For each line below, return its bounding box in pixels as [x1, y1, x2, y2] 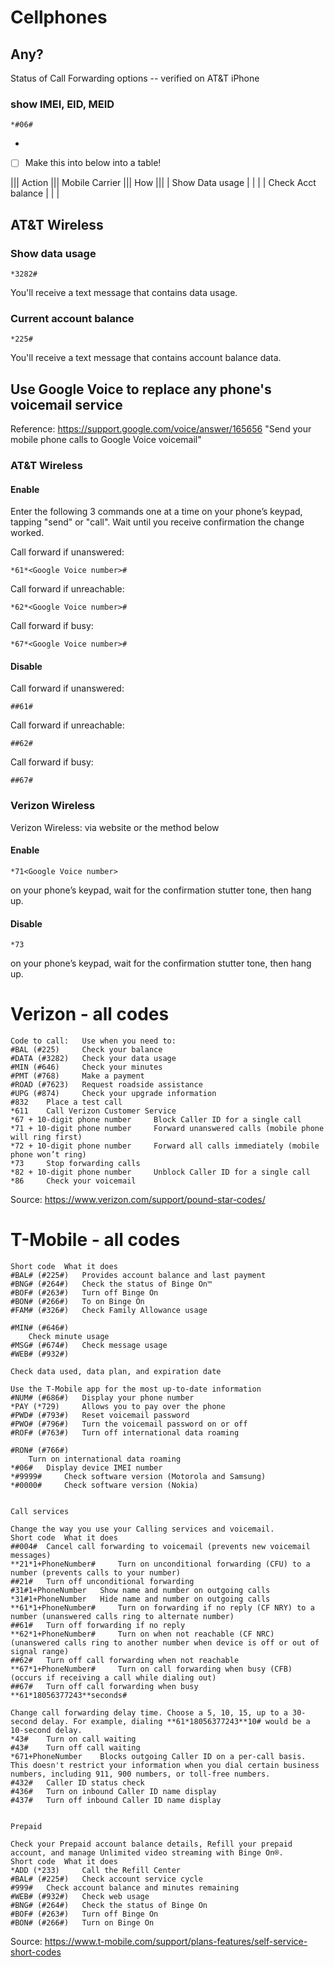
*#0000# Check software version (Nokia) [10, 1481, 199, 1491]
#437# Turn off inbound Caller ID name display [10, 1796, 222, 1806]
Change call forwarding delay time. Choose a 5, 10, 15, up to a [10, 1708, 288, 1718]
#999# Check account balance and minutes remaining [10, 1883, 240, 1893]
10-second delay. [10, 1726, 83, 1736]
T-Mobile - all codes [10, 1229, 181, 1251]
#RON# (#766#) [10, 1446, 70, 1456]
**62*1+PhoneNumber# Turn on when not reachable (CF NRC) [10, 1629, 275, 1640]
